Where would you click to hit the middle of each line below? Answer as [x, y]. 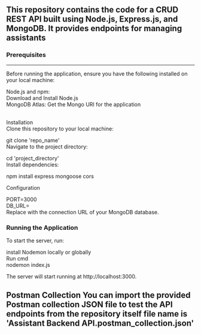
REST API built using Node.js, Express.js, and [92, 19]
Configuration [23, 187]
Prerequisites [26, 55]
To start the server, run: [35, 240]
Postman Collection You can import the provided [98, 295]
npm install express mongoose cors [50, 176]
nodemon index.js [28, 265]
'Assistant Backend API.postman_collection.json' [100, 324]
